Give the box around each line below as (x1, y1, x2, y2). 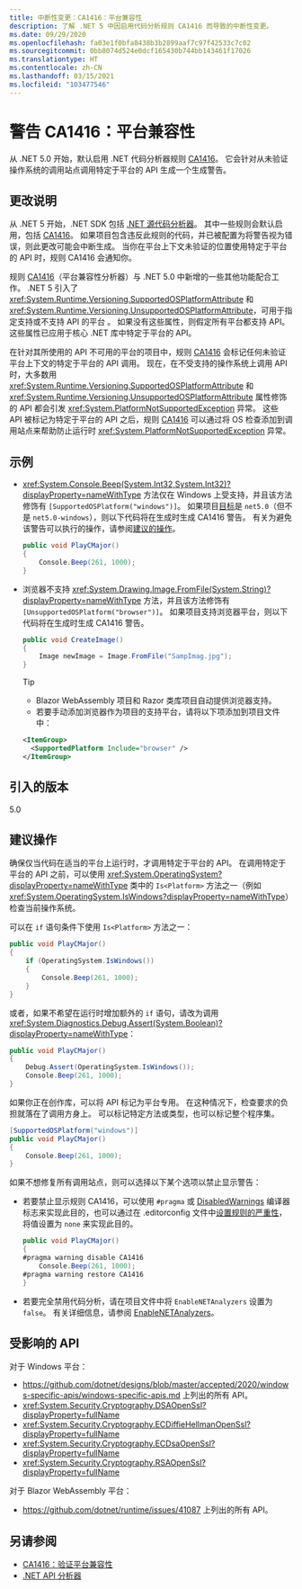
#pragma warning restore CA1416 (22, 1270, 144, 1279)
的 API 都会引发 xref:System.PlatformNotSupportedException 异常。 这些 (9, 403, 279, 414)
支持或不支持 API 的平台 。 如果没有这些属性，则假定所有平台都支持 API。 (16, 317, 290, 327)
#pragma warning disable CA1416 (22, 1254, 144, 1263)
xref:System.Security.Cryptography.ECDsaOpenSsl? (22, 1438, 216, 1449)
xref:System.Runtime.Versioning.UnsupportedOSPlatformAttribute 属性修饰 (9, 392, 288, 403)
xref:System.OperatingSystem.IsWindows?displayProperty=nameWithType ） (9, 891, 289, 902)
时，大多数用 (9, 370, 57, 380)
